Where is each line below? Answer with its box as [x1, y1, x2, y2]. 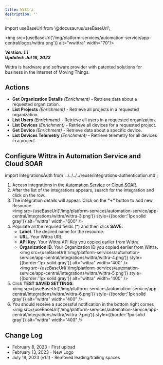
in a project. [12, 138, 36, 144]
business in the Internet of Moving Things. [5, 69, 90, 75]
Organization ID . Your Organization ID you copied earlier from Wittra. [19, 244, 158, 250]
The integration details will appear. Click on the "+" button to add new [12, 197, 153, 203]
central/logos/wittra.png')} [5, 40, 58, 45]
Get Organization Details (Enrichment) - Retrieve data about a [12, 96, 137, 102]
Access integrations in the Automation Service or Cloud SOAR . [12, 182, 138, 188]
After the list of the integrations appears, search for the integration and [12, 187, 154, 193]
